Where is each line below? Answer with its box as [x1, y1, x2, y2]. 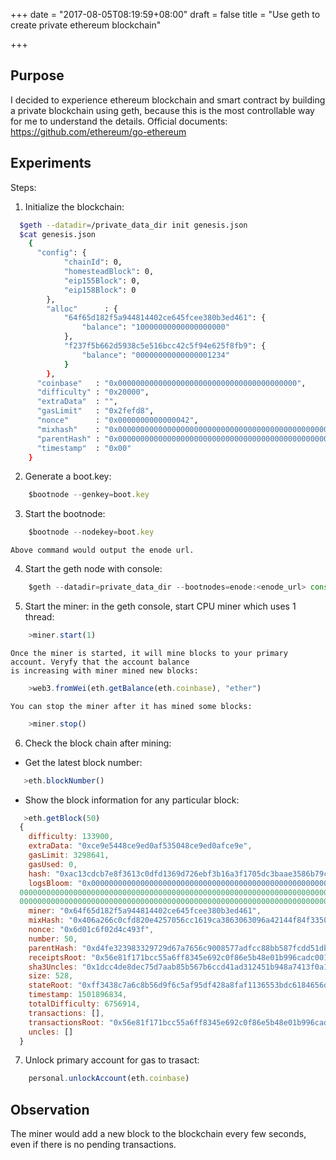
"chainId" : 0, [63, 257, 123, 268]
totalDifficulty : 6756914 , [28, 999, 141, 1009]
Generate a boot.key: [24, 470, 112, 483]
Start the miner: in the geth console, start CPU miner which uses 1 [24, 600, 297, 612]
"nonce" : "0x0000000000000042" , [36, 415, 199, 425]
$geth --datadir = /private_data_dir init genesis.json [19, 220, 248, 230]
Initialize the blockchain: [24, 200, 125, 213]
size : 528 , [28, 971, 74, 981]
